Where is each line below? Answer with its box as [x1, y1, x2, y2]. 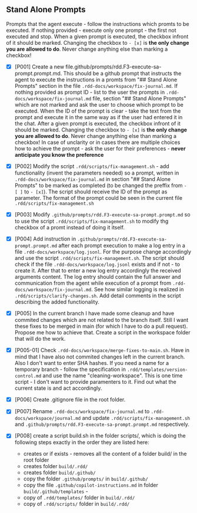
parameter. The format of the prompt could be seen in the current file [14, 194, 183, 201]
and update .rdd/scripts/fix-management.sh [82, 415, 190, 422]
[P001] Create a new [14, 63, 65, 70]
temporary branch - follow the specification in [14, 366, 126, 373]
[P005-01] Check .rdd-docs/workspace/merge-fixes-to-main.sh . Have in [14, 347, 190, 354]
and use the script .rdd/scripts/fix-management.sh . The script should [14, 255, 185, 262]
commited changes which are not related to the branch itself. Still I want [14, 317, 189, 324]
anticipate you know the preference [14, 151, 104, 158]
